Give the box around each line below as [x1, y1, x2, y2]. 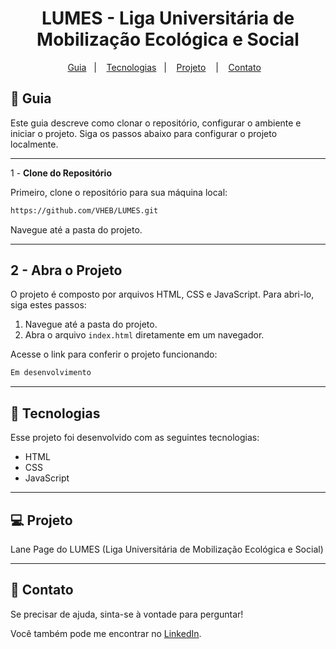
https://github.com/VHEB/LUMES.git [10, 205, 159, 216]
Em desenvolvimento [10, 368, 92, 378]
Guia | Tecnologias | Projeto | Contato [67, 61, 262, 73]
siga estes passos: [10, 299, 87, 311]
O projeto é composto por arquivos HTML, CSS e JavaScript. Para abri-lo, [10, 288, 315, 301]
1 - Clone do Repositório [10, 167, 112, 179]
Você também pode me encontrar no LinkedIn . [10, 627, 202, 639]
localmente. [10, 138, 59, 150]
